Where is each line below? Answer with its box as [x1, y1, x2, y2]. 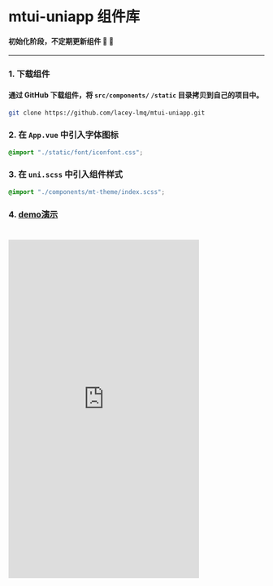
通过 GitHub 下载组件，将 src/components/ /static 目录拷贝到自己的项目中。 [8, 90, 264, 100]
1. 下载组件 [8, 68, 50, 80]
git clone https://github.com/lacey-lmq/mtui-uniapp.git [8, 109, 206, 117]
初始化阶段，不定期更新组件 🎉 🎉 [8, 36, 115, 45]
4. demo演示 [8, 209, 58, 220]
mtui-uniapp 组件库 [8, 7, 141, 26]
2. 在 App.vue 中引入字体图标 [8, 129, 119, 140]
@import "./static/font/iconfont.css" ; [8, 148, 144, 157]
